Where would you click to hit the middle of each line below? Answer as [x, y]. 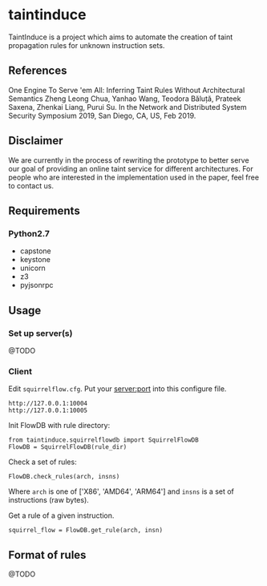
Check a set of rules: [43, 462]
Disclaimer [36, 141]
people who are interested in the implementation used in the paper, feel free [133, 177]
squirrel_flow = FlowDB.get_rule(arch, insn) [85, 531]
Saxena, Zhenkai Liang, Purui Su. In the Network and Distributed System [127, 107]
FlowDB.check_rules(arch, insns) [64, 477]
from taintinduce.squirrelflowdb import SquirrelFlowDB [103, 440]
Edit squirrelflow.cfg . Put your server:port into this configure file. [117, 389]
